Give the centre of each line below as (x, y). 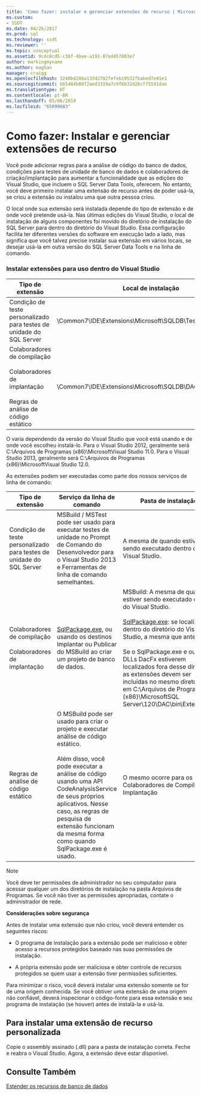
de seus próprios (80, 796)
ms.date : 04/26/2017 (32, 28)
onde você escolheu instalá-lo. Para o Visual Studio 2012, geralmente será (98, 445)
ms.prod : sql (22, 34)
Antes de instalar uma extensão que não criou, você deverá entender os (95, 925)
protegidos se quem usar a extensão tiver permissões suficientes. (96, 973)
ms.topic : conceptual (33, 51)
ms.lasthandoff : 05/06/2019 (41, 101)
